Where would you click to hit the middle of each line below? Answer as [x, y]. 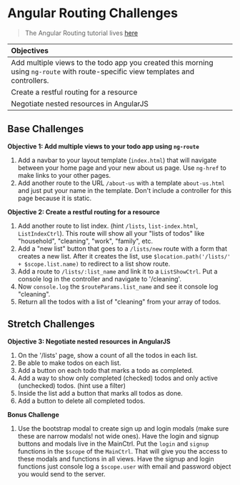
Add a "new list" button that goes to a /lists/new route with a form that [122, 249]
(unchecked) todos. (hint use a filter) [72, 385]
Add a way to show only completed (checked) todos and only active [117, 378]
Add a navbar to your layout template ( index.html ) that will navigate [117, 160]
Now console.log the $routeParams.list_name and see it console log [118, 286]
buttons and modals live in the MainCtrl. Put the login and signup [113, 444]
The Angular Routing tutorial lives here [81, 33]
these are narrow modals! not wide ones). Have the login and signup [118, 436]
